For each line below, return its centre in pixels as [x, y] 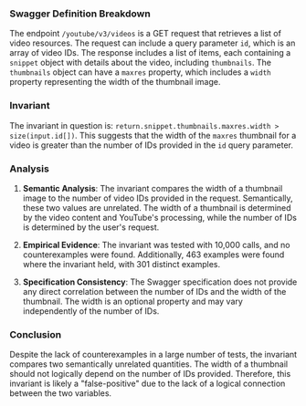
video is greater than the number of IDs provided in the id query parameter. [152, 145]
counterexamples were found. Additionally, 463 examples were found [153, 255]
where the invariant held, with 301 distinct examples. [121, 264]
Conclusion [36, 334]
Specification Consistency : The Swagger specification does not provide [160, 282]
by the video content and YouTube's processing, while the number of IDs [159, 217]
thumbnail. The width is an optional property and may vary [133, 301]
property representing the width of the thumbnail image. [115, 82]
